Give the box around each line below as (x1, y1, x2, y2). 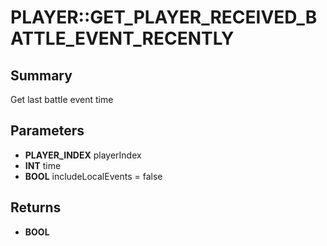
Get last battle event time (10, 94, 114, 105)
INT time (24, 159, 62, 171)
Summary (10, 67, 73, 84)
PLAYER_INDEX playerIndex (24, 149, 142, 161)
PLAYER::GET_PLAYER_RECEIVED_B (10, 6, 318, 29)
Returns (10, 199, 62, 216)
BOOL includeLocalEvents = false (24, 170, 163, 182)
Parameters (10, 122, 85, 140)
